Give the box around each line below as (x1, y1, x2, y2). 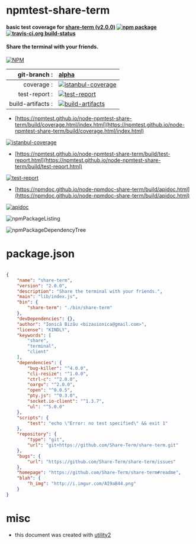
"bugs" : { (17, 453, 41, 459)
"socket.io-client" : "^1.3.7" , (27, 399, 105, 404)
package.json (6, 247, 75, 261)
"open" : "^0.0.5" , (27, 387, 73, 393)
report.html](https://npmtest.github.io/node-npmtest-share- (14, 156, 161, 163)
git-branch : (17, 70, 53, 79)
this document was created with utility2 (14, 531, 111, 538)
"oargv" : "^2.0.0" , (27, 382, 76, 388)
